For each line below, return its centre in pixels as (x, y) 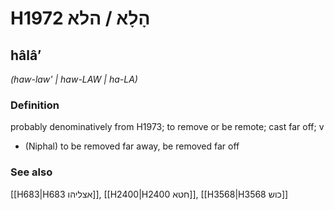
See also (31, 172)
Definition (35, 105)
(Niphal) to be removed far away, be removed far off (132, 146)
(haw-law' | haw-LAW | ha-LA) (74, 79)
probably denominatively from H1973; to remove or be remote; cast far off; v (167, 127)
